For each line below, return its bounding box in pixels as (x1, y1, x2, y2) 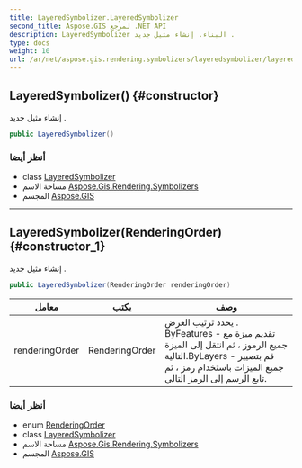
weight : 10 (9, 47, 50, 56)
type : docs (9, 38, 50, 48)
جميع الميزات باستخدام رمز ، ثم (164, 361, 285, 373)
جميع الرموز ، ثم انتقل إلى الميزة (164, 338, 289, 351)
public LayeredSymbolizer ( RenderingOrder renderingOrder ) (9, 280, 231, 289)
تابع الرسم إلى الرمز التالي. (164, 372, 267, 384)
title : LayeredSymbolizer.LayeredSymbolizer (9, 13, 179, 22)
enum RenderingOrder (22, 419, 106, 430)
